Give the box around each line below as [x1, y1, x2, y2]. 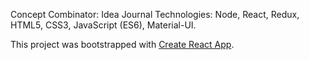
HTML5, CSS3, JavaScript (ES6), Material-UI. [10, 19, 197, 31]
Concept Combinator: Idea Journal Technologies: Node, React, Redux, [10, 9, 300, 20]
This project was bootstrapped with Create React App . [10, 39, 235, 50]
